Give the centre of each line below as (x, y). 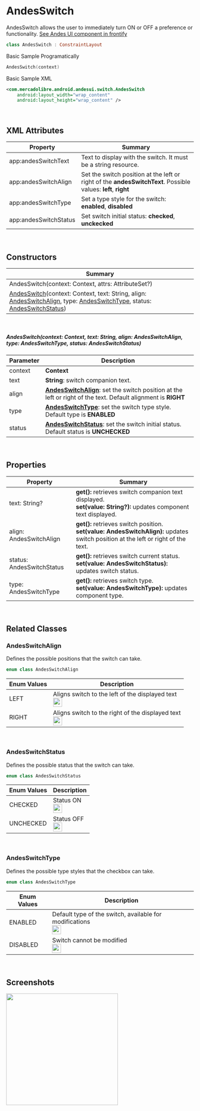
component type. (100, 595)
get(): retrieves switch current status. (128, 556)
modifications (71, 922)
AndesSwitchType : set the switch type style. (108, 407)
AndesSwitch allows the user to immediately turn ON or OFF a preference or (99, 27)
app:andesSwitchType (40, 203)
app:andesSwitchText (39, 161)
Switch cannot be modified (90, 940)
